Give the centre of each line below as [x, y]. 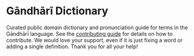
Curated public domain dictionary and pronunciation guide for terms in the [97, 27]
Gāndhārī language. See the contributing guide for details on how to [90, 33]
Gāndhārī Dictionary [57, 11]
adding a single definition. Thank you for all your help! [72, 46]
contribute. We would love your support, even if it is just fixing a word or [94, 40]
